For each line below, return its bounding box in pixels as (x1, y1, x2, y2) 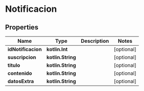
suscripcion (7, 54, 36, 61)
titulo (7, 62, 21, 68)
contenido (7, 70, 32, 77)
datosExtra (7, 78, 34, 85)
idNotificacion (7, 46, 42, 53)
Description (81, 38, 109, 44)
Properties (5, 23, 39, 31)
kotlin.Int (46, 46, 68, 53)
